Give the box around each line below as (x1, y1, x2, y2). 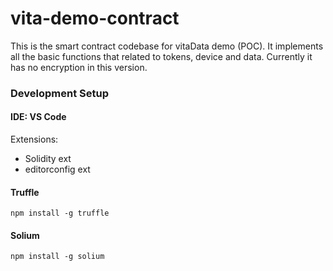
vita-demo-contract (10, 7, 180, 30)
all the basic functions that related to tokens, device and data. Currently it (10, 50, 313, 62)
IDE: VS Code (10, 111, 67, 123)
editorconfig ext (24, 163, 91, 176)
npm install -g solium (10, 252, 105, 262)
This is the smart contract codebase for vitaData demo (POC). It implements (10, 40, 324, 52)
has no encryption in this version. (10, 61, 148, 73)
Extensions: (10, 133, 59, 146)
